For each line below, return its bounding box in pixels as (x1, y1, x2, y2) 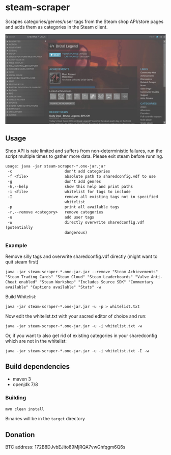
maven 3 (12, 376, 32, 382)
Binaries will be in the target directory (5, 416, 85, 422)
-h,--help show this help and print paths (7, 184, 133, 189)
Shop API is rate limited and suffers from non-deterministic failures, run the (5, 148, 163, 154)
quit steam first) (5, 259, 39, 265)
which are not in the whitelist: (5, 338, 67, 344)
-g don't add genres (7, 179, 101, 184)
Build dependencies (5, 362, 70, 371)
